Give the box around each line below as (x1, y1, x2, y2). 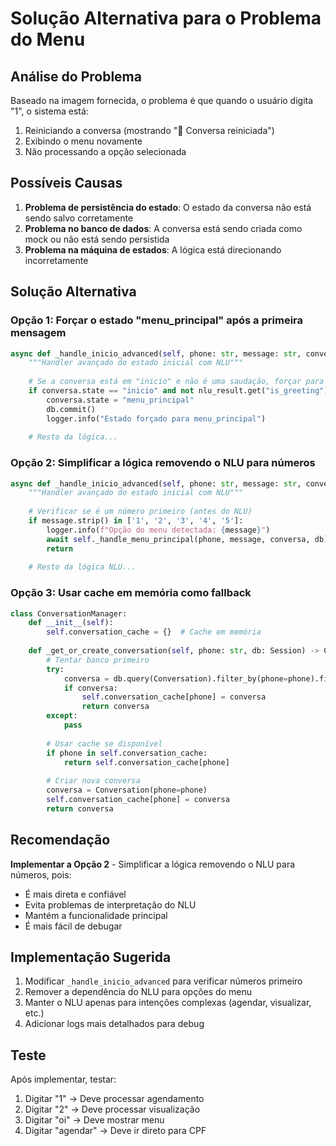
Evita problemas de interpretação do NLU (24, 898, 197, 911)
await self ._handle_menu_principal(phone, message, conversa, (46, 534, 311, 544)
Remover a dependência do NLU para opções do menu (24, 986, 252, 998)
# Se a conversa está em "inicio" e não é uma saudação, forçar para (28, 377, 325, 387)
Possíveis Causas (10, 175, 123, 192)
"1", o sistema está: (10, 105, 89, 117)
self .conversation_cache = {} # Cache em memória (46, 627, 262, 637)
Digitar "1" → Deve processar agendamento (24, 1093, 205, 1105)
